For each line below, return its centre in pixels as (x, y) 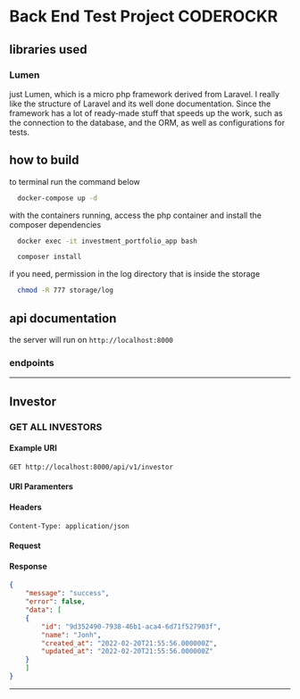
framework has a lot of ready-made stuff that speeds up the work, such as (146, 112)
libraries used (48, 50)
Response (28, 566)
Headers (25, 507)
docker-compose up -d (58, 198)
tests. (19, 132)
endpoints (32, 362)
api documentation (63, 318)
